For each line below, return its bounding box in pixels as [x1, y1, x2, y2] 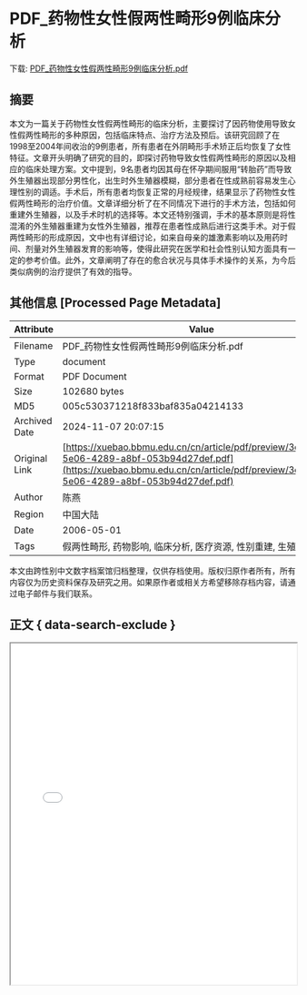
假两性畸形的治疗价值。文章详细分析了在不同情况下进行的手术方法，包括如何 [9, 198, 296, 208]
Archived [14, 414, 53, 427]
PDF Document [62, 370, 127, 382]
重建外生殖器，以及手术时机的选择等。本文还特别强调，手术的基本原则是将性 [9, 208, 296, 219]
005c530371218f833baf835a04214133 [62, 400, 243, 412]
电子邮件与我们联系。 [16, 588, 97, 599]
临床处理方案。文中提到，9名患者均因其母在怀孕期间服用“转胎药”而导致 [25, 163, 292, 174]
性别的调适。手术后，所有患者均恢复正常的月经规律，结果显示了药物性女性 [16, 186, 296, 197]
